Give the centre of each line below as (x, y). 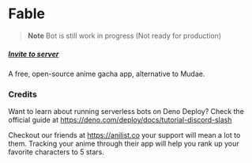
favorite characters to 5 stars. (56, 152)
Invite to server (34, 54)
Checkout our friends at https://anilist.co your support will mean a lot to (124, 135)
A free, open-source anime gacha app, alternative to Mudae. (107, 74)
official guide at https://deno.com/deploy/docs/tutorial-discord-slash (120, 120)
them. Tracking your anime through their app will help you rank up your (124, 144)
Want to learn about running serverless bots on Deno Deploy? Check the (126, 112)
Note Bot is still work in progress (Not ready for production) (124, 36)
